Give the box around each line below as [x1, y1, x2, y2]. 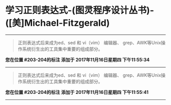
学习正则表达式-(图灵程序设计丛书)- [5, 5, 154, 16]
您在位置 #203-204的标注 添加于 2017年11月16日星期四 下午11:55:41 [5, 89, 149, 95]
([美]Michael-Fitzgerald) [5, 17, 110, 29]
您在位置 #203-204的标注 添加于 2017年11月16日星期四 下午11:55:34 [5, 57, 150, 63]
